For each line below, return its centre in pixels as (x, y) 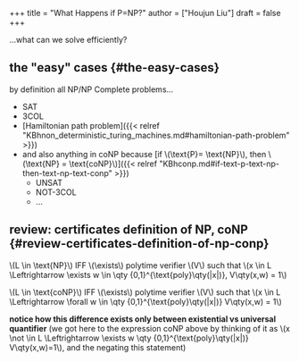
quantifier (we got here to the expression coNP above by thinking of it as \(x (149, 328)
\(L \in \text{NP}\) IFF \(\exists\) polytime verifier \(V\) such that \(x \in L (141, 265)
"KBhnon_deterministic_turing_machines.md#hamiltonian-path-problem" (156, 135)
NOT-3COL (56, 192)
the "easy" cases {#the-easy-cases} (115, 67)
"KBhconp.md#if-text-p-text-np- (219, 164)
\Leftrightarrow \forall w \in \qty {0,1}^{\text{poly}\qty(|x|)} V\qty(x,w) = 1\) (146, 301)
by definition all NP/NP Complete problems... (91, 89)
